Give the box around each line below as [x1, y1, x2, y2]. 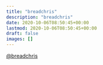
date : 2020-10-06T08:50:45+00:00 [6, 19, 89, 25]
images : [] [6, 36, 33, 42]
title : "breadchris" [6, 8, 58, 15]
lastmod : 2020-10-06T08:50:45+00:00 [6, 25, 97, 31]
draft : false [6, 31, 39, 37]
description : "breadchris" [6, 14, 73, 20]
